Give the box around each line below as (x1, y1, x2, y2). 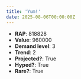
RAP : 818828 (14, 30, 47, 37)
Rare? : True (14, 67, 44, 74)
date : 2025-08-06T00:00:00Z (6, 14, 76, 20)
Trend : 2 (14, 49, 37, 56)
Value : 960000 (14, 36, 52, 43)
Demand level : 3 (14, 42, 56, 50)
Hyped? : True (14, 61, 49, 68)
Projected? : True (14, 55, 57, 62)
